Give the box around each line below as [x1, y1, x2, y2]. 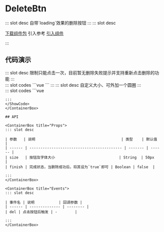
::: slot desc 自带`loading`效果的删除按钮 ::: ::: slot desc [5, 20, 116, 26]
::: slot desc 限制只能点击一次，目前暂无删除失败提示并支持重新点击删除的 [5, 69, 155, 75]
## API [5, 114, 19, 119]
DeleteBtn [5, 3, 47, 14]
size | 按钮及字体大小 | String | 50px [9, 155, 155, 160]
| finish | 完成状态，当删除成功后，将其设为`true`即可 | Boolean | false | [5, 165, 155, 169]
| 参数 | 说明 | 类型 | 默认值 [5, 136, 158, 142]
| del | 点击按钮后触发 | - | [5, 209, 77, 214]
